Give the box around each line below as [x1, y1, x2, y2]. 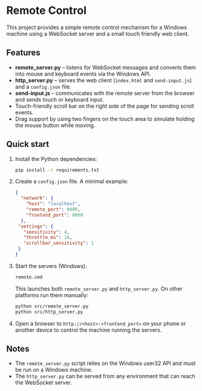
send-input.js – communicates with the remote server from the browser [15, 89, 195, 97]
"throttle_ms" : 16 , [23, 234, 73, 241]
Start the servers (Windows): [15, 262, 87, 269]
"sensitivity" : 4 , [23, 229, 70, 235]
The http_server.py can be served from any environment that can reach [15, 373, 195, 380]
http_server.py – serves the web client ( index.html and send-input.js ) [15, 76, 192, 84]
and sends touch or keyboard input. [15, 96, 104, 103]
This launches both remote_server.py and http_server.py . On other [15, 285, 183, 292]
